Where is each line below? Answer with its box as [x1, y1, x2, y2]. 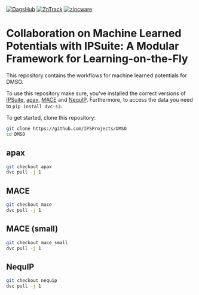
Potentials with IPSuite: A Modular [6, 39, 179, 53]
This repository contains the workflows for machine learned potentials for [6, 72, 187, 79]
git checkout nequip [6, 278, 58, 284]
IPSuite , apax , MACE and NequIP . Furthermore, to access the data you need [6, 96, 193, 103]
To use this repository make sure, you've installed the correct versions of [6, 90, 186, 97]
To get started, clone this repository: [6, 114, 96, 121]
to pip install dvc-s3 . [6, 102, 63, 110]
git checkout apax [6, 163, 52, 170]
